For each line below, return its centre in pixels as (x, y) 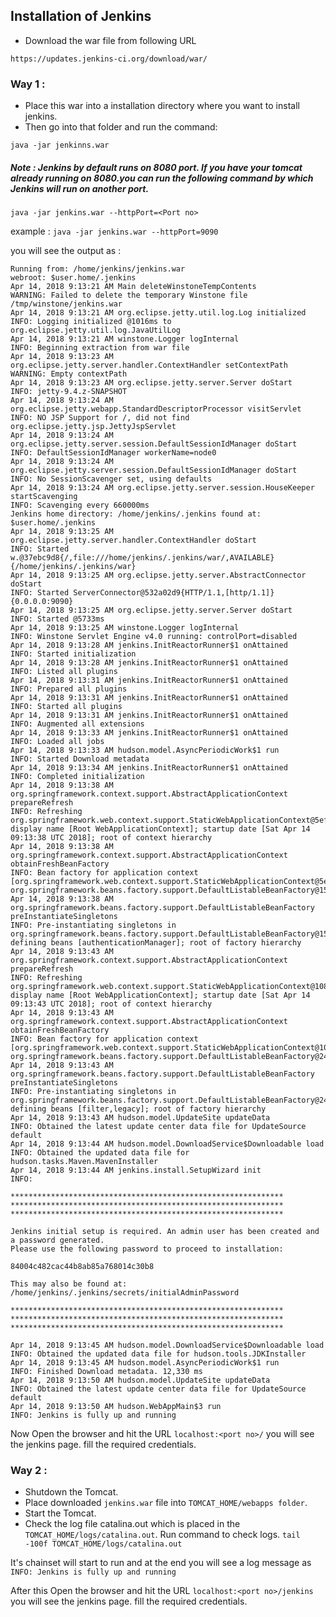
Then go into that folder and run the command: (121, 127)
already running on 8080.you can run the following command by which (162, 178)
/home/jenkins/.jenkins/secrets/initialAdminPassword (125, 1293)
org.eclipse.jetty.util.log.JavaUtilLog (96, 330)
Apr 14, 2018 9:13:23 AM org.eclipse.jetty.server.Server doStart (151, 383)
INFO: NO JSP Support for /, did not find (100, 418)
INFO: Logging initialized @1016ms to (91, 322)
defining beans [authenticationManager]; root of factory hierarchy (156, 943)
